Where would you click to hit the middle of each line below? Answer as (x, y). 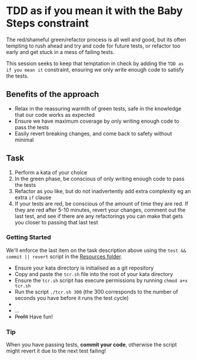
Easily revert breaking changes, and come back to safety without (93, 133)
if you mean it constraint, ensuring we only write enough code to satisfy (95, 69)
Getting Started (29, 237)
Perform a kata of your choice (51, 172)
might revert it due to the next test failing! (56, 351)
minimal (24, 140)
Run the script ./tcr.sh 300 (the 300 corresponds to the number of (96, 291)
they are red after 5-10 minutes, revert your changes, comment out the (100, 210)
